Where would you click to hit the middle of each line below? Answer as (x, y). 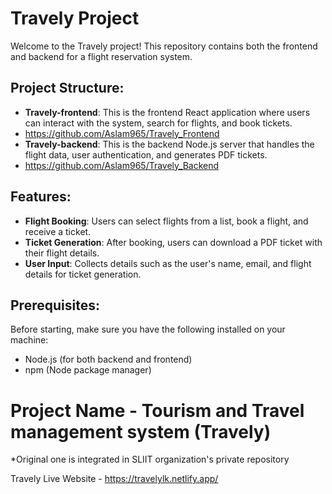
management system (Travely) (141, 431)
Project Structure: (67, 88)
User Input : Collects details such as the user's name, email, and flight (168, 263)
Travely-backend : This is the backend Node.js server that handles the (169, 144)
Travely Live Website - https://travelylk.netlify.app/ (114, 479)
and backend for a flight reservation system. (101, 56)
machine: (29, 340)
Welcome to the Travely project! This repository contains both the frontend (164, 46)
